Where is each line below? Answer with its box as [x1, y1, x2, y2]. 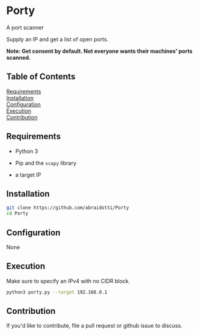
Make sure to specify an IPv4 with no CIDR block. [6, 277, 131, 284]
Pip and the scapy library [15, 159, 77, 166]
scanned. [6, 54, 31, 61]
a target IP [15, 171, 41, 178]
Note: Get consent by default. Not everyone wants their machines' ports [6, 47, 193, 55]
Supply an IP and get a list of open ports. [6, 35, 108, 43]
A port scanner [6, 24, 44, 31]
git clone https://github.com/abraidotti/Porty [6, 205, 130, 211]
